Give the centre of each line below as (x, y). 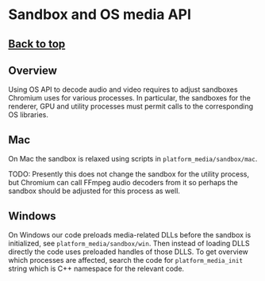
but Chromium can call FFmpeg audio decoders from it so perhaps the (123, 183)
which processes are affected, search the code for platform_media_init (126, 260)
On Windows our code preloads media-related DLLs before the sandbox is (130, 235)
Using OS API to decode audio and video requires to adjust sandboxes (123, 89)
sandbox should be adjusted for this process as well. (94, 191)
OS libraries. (29, 115)
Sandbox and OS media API (100, 15)
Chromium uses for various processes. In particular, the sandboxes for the (130, 98)
